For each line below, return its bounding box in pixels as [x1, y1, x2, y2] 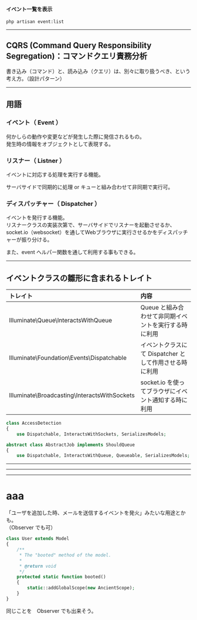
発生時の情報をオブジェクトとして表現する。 [6, 140, 114, 147]
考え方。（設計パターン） [6, 75, 66, 82]
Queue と [140, 304, 167, 312]
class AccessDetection [6, 421, 62, 426]
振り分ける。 [21, 236, 53, 244]
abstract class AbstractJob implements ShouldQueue [6, 442, 135, 448]
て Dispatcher [140, 350, 178, 358]
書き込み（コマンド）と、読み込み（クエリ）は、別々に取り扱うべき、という [6, 68, 191, 75]
